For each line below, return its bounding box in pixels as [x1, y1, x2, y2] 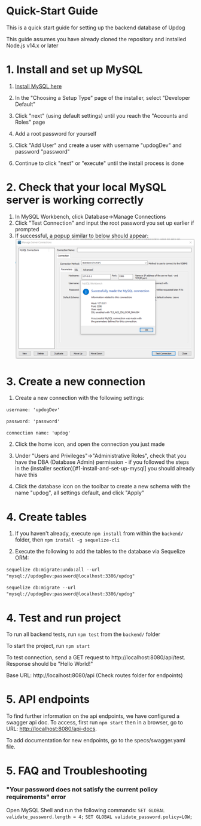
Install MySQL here [14, 82, 62, 90]
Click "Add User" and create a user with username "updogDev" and [14, 142, 182, 149]
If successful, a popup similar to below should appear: [14, 232, 149, 239]
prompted [14, 225, 39, 232]
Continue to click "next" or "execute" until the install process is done [14, 160, 184, 167]
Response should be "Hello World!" [6, 660, 93, 668]
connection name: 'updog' [6, 430, 71, 436]
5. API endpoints [6, 693, 90, 706]
